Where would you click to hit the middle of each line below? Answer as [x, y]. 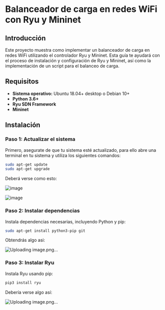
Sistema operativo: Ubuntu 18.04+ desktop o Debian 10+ [71, 94]
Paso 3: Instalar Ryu [30, 263]
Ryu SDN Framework [34, 104]
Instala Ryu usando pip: [29, 273]
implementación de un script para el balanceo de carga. [62, 66]
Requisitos [22, 81]
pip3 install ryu [23, 283]
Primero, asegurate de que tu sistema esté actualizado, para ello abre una [81, 150]
